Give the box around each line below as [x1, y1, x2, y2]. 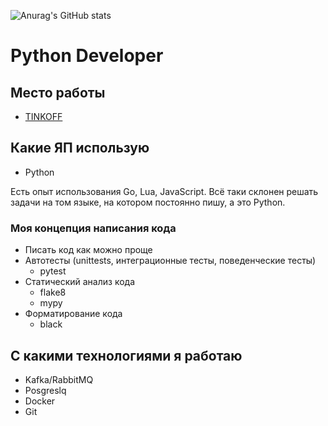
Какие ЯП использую [10, 140, 150, 157]
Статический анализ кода [24, 276, 136, 288]
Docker [24, 395, 56, 407]
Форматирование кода [24, 308, 123, 320]
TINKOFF [24, 111, 63, 122]
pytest [39, 265, 67, 277]
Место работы [10, 84, 106, 101]
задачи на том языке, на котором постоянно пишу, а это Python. [10, 196, 286, 208]
